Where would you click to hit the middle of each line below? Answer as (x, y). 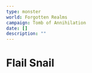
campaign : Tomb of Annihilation (46, 23)
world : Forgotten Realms (37, 17)
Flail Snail (30, 63)
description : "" (26, 34)
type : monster (24, 12)
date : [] (17, 28)
